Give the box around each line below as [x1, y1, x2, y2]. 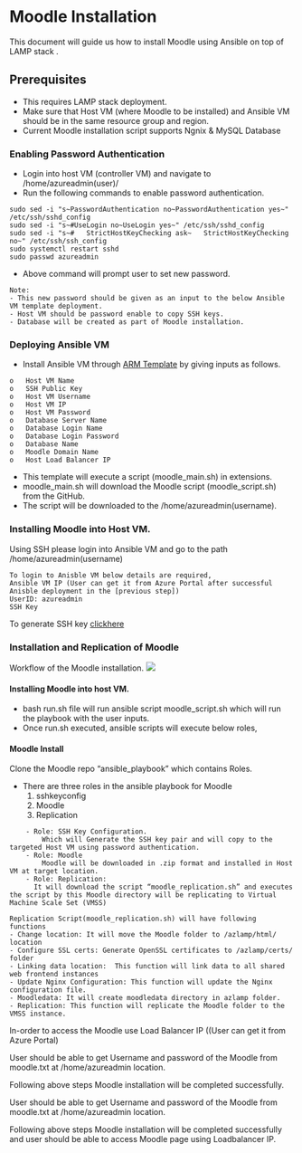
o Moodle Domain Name [9, 448, 99, 457]
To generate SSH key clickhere [9, 618, 125, 629]
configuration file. [9, 986, 88, 995]
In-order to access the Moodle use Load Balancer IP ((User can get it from [9, 1025, 287, 1036]
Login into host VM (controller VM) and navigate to [22, 168, 212, 179]
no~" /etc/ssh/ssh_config [9, 237, 107, 246]
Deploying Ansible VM [9, 338, 110, 350]
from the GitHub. [22, 491, 86, 501]
